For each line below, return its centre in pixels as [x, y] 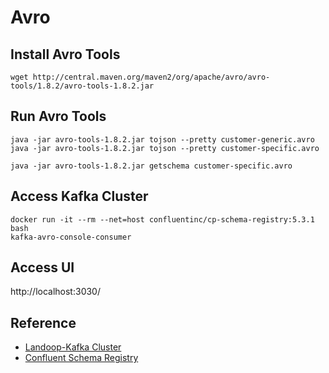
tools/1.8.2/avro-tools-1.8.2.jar [82, 86]
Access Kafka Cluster [79, 196]
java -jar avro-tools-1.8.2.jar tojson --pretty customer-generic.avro [162, 139]
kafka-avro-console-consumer [71, 237]
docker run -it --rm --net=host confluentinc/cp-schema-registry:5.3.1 [162, 219]
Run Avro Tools [58, 116]
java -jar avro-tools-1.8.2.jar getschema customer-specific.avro [151, 166]
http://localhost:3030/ [55, 292]
